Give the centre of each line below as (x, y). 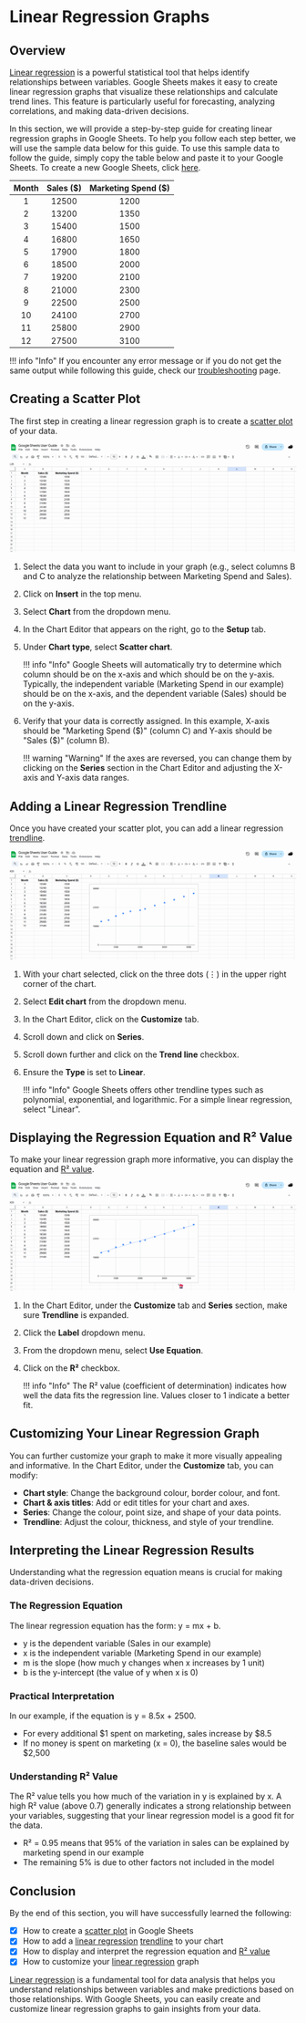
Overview (38, 51)
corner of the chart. (60, 983)
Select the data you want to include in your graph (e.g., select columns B (159, 566)
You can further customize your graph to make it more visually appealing (146, 1456)
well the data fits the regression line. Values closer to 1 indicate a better (156, 1395)
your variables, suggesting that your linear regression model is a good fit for (152, 1816)
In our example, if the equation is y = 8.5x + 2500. (103, 1716)
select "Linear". (51, 1109)
